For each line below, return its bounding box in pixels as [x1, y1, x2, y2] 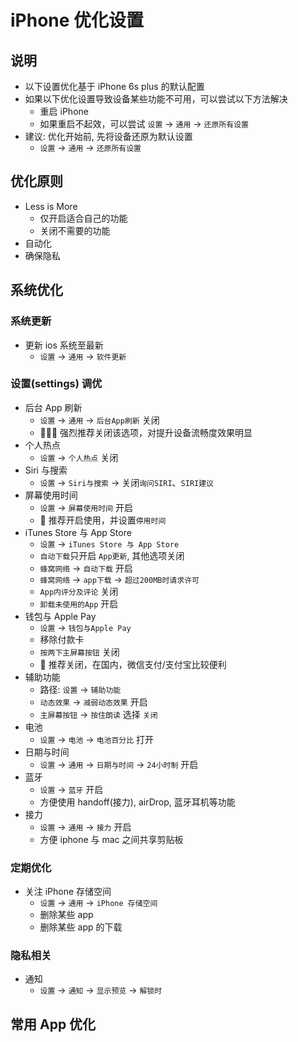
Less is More [24, 200, 78, 212]
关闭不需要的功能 [39, 224, 111, 236]
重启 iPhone [39, 106, 89, 117]
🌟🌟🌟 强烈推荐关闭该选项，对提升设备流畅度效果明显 [39, 426, 253, 438]
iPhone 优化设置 [10, 9, 145, 32]
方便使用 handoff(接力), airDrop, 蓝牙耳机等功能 [39, 796, 236, 808]
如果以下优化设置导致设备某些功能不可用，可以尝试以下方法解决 [24, 93, 288, 105]
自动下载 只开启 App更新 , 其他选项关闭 [39, 549, 185, 561]
